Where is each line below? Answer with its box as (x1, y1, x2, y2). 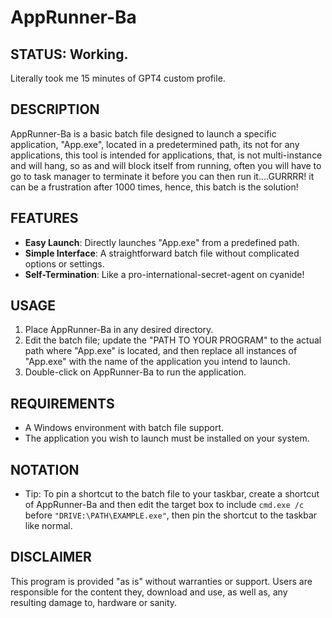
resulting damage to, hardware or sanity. (10, 596, 178, 608)
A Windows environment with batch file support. (24, 422, 224, 434)
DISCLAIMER (10, 549, 92, 566)
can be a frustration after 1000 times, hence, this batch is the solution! (10, 181, 299, 193)
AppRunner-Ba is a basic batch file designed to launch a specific (10, 127, 277, 140)
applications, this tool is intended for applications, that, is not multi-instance (10, 149, 323, 161)
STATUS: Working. (10, 46, 129, 63)
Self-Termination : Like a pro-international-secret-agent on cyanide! (24, 268, 305, 280)
